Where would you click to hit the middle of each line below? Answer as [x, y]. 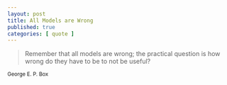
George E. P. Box [28, 74]
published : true [31, 27]
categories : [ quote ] [41, 34]
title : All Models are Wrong [50, 21]
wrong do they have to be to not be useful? [88, 62]
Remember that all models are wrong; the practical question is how [122, 54]
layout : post [27, 14]
